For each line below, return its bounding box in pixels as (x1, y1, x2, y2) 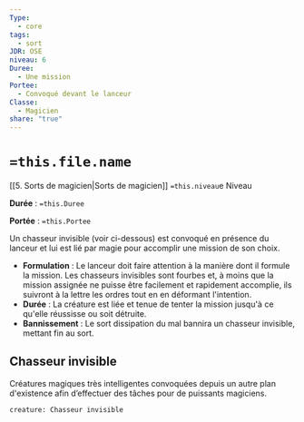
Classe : (9, 97, 39, 107)
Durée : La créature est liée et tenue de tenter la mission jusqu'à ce (22, 299, 274, 309)
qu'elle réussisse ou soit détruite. (22, 309, 147, 319)
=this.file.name (9, 153, 132, 171)
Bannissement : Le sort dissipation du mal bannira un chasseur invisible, (22, 319, 295, 329)
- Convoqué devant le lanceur (17, 89, 132, 98)
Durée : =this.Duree (9, 198, 84, 209)
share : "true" (9, 114, 64, 123)
